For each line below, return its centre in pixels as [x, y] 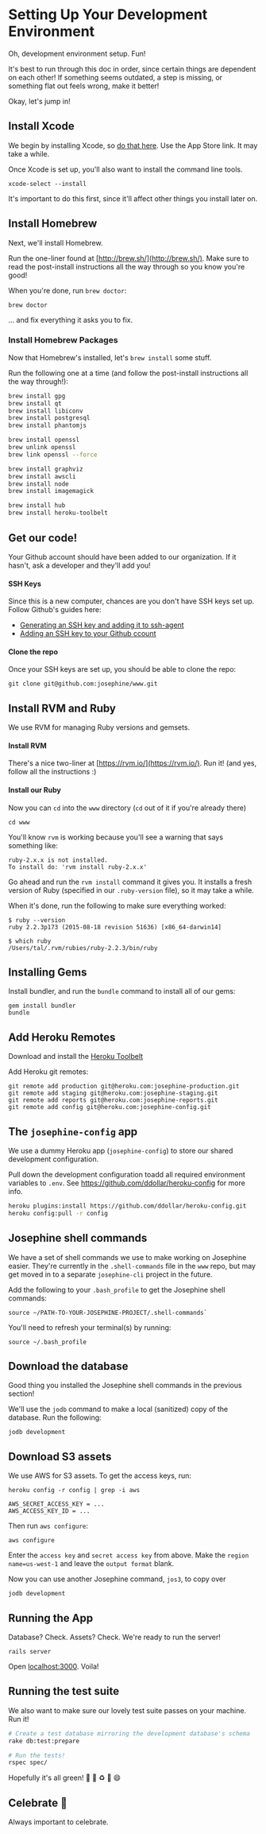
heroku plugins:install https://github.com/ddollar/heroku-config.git [127, 1206]
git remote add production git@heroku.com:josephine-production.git [124, 1087]
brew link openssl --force [53, 455]
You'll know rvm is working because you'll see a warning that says [116, 837]
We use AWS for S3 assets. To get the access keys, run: [100, 1475]
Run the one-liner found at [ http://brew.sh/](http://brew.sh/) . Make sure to [129, 258]
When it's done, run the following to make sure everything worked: [117, 905]
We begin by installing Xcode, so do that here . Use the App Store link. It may [133, 145]
